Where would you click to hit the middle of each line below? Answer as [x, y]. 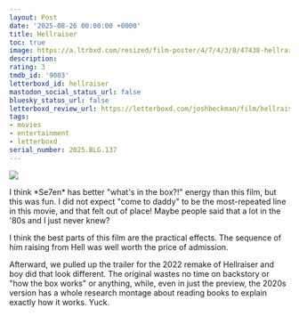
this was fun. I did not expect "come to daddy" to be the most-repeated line [148, 201]
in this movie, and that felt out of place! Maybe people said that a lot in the [145, 211]
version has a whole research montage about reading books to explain [138, 292]
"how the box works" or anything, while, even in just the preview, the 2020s [148, 283]
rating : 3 [28, 68]
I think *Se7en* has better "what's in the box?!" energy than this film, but [143, 191]
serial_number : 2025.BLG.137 [63, 150]
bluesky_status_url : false [59, 100]
